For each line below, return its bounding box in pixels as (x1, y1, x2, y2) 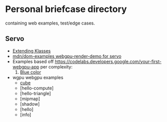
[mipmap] (20, 95, 40, 101)
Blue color (20, 69, 41, 75)
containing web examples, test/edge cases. (5, 20, 95, 26)
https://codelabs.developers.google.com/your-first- (55, 58, 162, 64)
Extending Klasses (12, 47, 51, 53)
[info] (20, 111, 32, 117)
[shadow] (20, 101, 40, 107)
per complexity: (40, 63, 73, 69)
